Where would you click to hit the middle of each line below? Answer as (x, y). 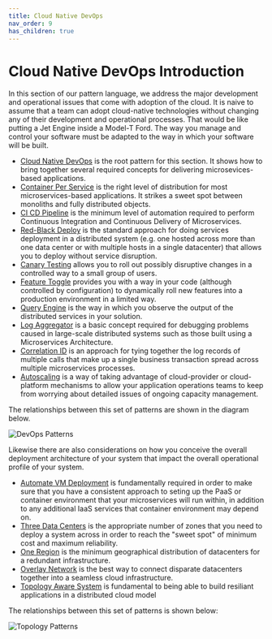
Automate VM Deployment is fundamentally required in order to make (136, 483)
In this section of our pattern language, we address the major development (133, 93)
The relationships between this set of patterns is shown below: (113, 611)
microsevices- (230, 170)
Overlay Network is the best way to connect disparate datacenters (131, 569)
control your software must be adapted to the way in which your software (131, 137)
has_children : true (41, 31)
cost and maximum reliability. (69, 543)
